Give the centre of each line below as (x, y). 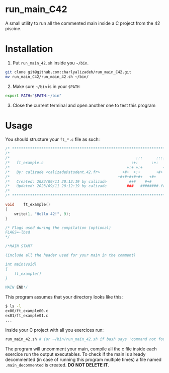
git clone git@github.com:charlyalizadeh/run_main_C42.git (68, 72)
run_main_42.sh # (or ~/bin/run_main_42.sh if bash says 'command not (81, 339)
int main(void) (21, 264)
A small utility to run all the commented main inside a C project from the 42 (83, 23)
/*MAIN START (19, 246)
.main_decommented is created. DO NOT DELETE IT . (57, 365)
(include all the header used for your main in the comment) (71, 255)
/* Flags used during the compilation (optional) (58, 228)
